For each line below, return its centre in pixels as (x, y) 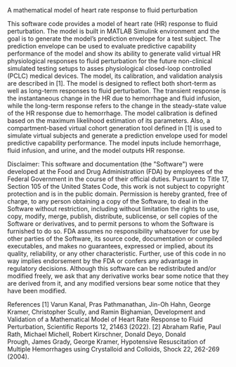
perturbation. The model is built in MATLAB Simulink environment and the (113, 31)
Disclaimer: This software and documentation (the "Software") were (105, 164)
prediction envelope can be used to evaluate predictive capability (102, 46)
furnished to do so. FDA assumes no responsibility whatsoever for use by (113, 231)
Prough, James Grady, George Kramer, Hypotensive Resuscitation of (106, 342)
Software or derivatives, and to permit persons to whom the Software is (111, 223)
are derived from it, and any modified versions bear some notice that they (114, 283)
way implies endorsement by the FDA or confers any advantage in (103, 261)
